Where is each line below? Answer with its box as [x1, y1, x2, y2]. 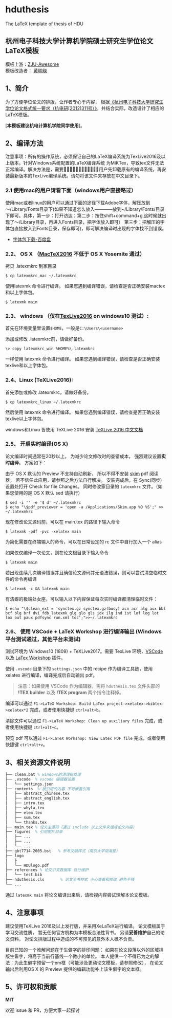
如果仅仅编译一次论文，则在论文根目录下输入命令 [5, 549, 109, 556]
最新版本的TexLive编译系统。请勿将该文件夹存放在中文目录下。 [9, 173, 143, 179]
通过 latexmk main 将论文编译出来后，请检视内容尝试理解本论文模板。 [5, 892, 152, 898]
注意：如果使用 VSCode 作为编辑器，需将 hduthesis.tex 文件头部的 [17, 683, 160, 689]
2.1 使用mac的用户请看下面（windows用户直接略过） [5, 187, 137, 194]
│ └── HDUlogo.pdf [5, 863, 50, 868]
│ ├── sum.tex [5, 815, 40, 820]
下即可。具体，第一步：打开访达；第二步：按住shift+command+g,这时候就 [5, 212, 162, 219]
